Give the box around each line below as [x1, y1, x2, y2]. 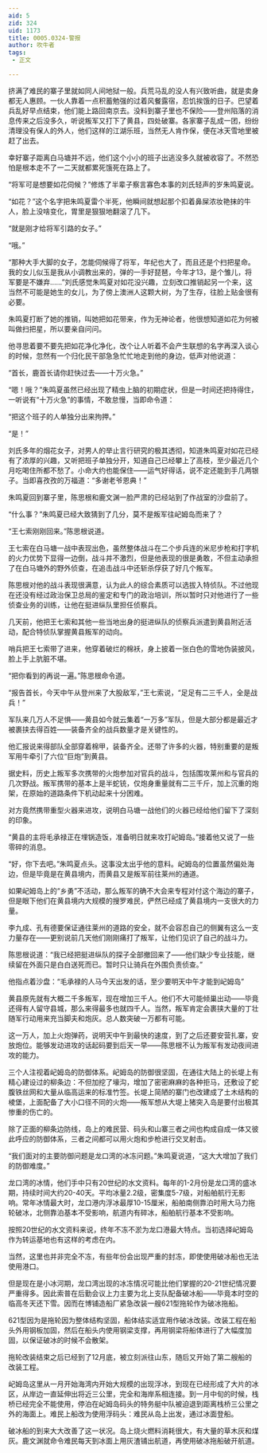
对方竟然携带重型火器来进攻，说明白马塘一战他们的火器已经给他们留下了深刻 [8, 805, 259, 815]
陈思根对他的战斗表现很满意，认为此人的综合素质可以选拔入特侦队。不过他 [8, 579, 252, 590]
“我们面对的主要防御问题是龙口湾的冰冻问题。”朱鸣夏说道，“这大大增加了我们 [8, 1151, 258, 1160]
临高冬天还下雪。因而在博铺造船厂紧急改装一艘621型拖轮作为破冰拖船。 [8, 1298, 242, 1308]
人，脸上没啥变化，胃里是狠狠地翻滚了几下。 [8, 206, 155, 216]
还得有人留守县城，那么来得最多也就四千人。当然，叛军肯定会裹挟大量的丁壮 [8, 1003, 259, 1013]
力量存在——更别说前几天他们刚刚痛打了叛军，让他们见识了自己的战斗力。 [8, 933, 252, 942]
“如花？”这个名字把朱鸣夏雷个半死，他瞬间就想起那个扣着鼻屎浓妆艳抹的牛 [8, 196, 252, 206]
